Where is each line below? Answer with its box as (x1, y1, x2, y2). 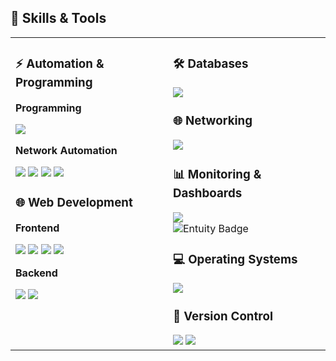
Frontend (15, 221, 60, 235)
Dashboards (173, 185, 243, 201)
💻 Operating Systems (173, 251, 298, 267)
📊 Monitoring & (173, 166, 262, 182)
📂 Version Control (173, 308, 274, 324)
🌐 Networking (173, 112, 253, 128)
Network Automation (15, 143, 118, 157)
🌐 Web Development (15, 194, 133, 210)
